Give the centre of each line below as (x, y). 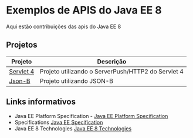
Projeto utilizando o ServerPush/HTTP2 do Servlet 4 (112, 71)
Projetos (22, 45)
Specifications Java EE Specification (59, 122)
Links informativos (41, 102)
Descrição (112, 61)
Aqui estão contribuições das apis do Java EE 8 (64, 26)
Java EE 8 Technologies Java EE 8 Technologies (73, 128)
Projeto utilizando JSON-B (77, 81)
